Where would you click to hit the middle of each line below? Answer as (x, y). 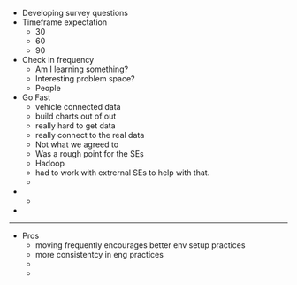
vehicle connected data (78, 107)
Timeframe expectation (65, 22)
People (48, 88)
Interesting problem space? (85, 78)
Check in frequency (58, 60)
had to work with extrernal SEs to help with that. (122, 173)
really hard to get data (76, 126)
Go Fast (36, 97)
